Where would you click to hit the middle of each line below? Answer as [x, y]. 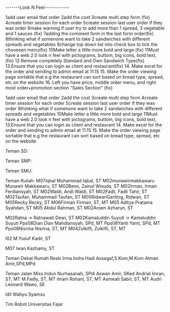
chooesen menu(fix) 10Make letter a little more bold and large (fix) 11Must [82, 50]
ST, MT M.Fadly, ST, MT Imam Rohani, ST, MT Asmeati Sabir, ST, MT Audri [83, 279]
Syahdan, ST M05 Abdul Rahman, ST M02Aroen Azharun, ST [69, 208]
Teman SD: [17, 151]
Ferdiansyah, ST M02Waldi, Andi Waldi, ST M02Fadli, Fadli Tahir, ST [76, 191]
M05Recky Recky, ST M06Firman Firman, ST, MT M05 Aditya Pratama [79, 202]
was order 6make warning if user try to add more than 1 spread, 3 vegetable [85, 28]
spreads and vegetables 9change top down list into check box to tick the [81, 44]
